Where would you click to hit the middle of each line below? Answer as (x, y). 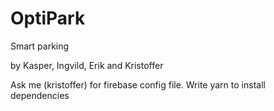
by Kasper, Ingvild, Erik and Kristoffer (87, 65)
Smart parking (40, 46)
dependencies (40, 95)
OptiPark (48, 18)
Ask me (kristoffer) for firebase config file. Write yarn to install (138, 84)
